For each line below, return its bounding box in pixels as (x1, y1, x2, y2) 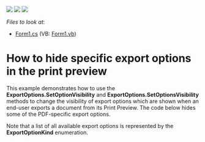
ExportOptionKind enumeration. (6, 129, 89, 136)
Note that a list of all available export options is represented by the (6, 122, 174, 129)
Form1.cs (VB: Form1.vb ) (15, 30, 76, 37)
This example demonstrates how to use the (6, 84, 115, 91)
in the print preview (6, 65, 107, 79)
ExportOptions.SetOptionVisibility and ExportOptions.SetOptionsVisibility (6, 91, 199, 98)
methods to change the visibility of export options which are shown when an (6, 98, 199, 105)
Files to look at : (6, 18, 45, 26)
